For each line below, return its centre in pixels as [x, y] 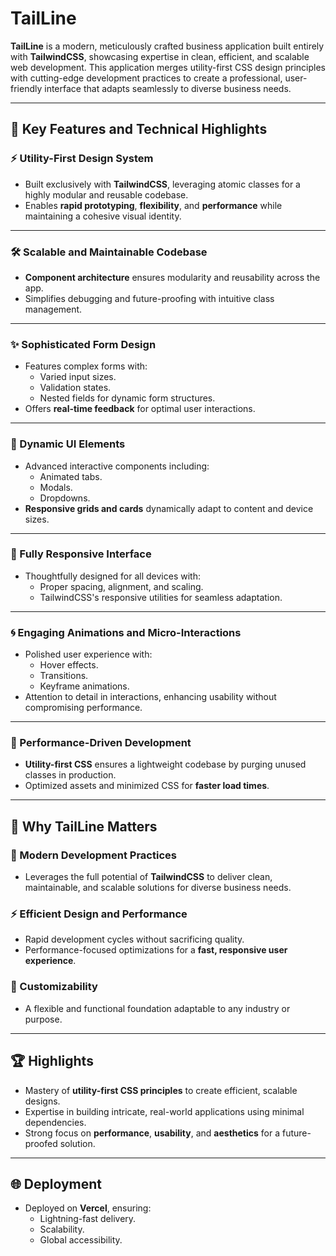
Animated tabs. [71, 476]
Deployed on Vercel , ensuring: [88, 1208]
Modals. [56, 487]
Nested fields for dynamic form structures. [127, 398]
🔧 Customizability [54, 987]
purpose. [43, 1019]
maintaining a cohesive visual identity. [103, 216]
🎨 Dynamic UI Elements [68, 444]
